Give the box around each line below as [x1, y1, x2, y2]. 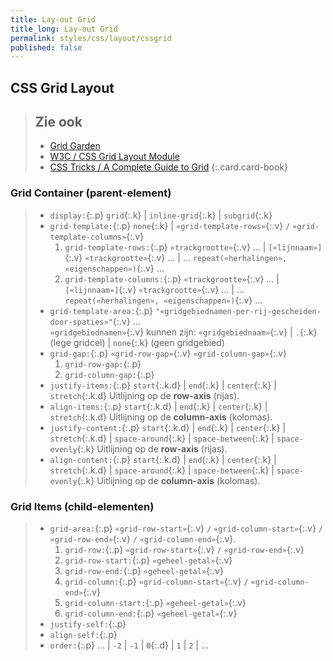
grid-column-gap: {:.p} [64, 368, 155, 380]
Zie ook [34, 114, 83, 131]
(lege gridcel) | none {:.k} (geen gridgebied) [49, 336, 225, 348]
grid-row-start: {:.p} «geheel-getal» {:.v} [64, 554, 233, 566]
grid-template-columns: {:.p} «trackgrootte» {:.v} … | [64, 272, 280, 285]
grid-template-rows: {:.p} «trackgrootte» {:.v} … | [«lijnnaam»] [64, 241, 323, 253]
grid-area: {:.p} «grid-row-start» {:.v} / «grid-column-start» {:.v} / [49, 522, 324, 535]
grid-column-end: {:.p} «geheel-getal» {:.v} [64, 607, 238, 620]
